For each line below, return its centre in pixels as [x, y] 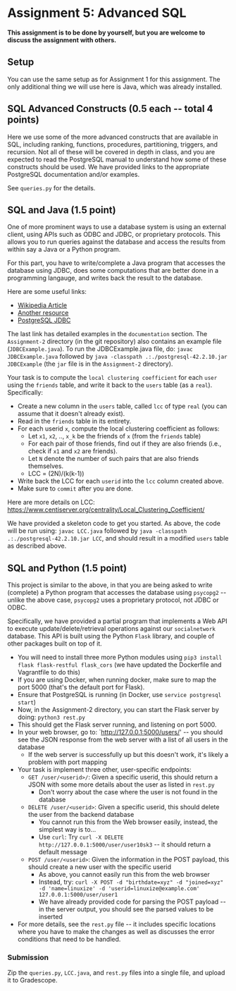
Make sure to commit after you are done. [75, 488]
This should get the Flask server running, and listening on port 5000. [117, 725]
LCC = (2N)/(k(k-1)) [56, 474]
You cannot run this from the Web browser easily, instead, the [128, 822]
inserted [51, 917]
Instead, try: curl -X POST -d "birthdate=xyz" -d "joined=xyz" [131, 882]
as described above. [37, 546]
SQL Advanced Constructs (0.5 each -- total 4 [110, 109]
